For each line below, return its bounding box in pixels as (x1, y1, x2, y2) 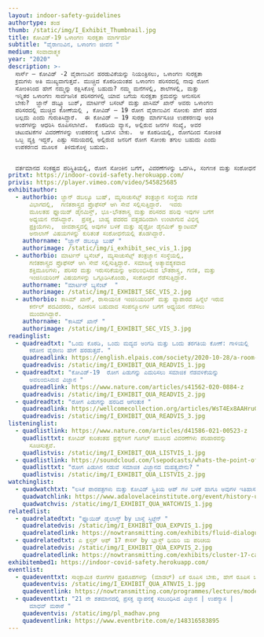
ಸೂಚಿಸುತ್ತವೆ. (28, 441, 57, 449)
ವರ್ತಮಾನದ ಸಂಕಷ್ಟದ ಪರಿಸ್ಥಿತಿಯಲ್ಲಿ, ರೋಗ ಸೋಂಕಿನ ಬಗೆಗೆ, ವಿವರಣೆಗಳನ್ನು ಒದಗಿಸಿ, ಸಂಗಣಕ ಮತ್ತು (15, 164, 231, 172)
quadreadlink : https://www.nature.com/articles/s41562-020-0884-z (22, 383, 244, 391)
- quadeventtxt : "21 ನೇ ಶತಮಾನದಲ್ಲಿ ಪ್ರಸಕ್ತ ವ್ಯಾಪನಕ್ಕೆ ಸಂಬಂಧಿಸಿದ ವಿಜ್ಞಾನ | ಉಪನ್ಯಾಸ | (15, 595, 234, 603)
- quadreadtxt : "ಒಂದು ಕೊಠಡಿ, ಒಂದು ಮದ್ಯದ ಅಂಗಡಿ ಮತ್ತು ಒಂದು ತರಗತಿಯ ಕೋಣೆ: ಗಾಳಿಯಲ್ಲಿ (15, 339, 249, 347)
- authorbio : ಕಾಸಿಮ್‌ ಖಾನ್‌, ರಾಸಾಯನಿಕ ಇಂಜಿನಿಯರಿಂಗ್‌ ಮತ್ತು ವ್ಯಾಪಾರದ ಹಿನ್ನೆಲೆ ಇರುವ (15, 295, 224, 303)
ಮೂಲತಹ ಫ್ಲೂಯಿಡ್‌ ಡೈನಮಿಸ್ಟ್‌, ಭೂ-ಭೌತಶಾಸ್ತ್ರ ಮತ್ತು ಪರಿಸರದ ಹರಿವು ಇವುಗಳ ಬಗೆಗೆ (28, 207, 214, 216)
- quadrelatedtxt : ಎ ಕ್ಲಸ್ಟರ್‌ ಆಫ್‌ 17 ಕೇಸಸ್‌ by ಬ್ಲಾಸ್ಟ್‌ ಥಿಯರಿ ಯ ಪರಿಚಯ (15, 536, 211, 544)
